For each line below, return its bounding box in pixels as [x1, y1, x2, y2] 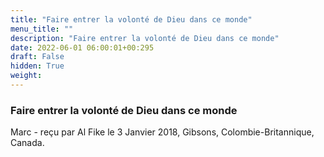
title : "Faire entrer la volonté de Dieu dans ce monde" [10, 14, 253, 25]
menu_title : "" [10, 24, 74, 34]
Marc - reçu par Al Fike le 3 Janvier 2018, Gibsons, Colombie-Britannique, [10, 126, 315, 138]
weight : [10, 71, 43, 81]
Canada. [10, 137, 45, 149]
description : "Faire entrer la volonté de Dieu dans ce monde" [10, 33, 280, 43]
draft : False [10, 52, 65, 62]
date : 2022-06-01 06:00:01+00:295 [10, 42, 155, 53]
